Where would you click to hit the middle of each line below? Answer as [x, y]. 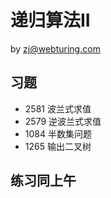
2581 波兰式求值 [58, 108]
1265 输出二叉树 [58, 146]
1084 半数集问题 [58, 133]
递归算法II [50, 20]
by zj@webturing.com [55, 48]
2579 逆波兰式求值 [63, 121]
